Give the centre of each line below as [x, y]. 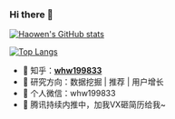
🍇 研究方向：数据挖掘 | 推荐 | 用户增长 [93, 82]
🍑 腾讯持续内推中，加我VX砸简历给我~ [94, 104]
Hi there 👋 [32, 15]
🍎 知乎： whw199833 [62, 71]
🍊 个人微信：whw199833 [69, 94]
